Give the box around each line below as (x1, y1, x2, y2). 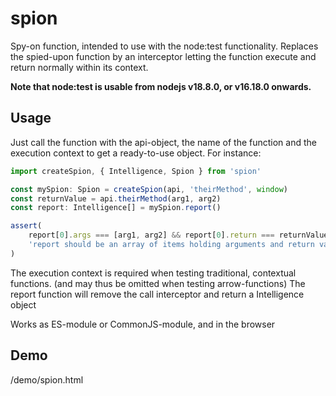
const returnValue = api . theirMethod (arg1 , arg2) (10, 193, 222, 204)
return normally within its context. (10, 61, 149, 73)
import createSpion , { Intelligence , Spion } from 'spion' (10, 166, 262, 176)
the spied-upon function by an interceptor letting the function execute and (10, 50, 317, 62)
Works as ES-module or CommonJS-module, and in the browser (10, 318, 276, 330)
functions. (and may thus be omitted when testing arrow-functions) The (10, 277, 306, 289)
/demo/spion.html (10, 373, 84, 386)
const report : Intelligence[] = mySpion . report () (10, 203, 222, 213)
